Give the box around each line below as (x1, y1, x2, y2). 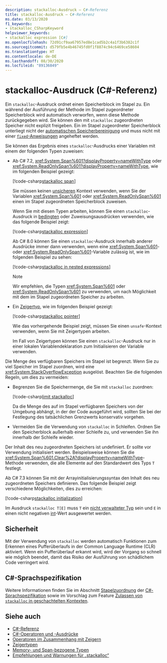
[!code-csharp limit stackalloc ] (12, 394, 74, 400)
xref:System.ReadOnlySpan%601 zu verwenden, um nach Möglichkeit (12, 289, 157, 295)
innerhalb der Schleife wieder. (12, 434, 74, 440)
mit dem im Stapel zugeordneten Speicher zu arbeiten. (12, 294, 125, 300)
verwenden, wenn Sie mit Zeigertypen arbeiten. (12, 328, 111, 334)
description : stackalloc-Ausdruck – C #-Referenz (5, 7, 108, 13)
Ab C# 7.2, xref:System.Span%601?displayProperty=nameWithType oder (12, 158, 162, 164)
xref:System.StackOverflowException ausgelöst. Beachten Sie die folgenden (5, 369, 163, 375)
